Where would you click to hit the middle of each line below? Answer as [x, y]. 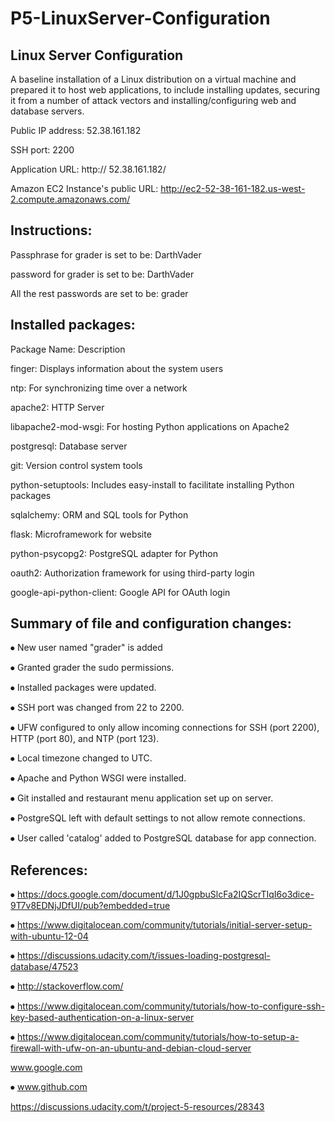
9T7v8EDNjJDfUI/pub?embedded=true [90, 906]
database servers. [47, 111]
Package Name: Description [68, 349]
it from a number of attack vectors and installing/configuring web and [153, 100]
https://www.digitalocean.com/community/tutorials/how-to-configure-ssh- [171, 1006]
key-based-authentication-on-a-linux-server [102, 1018]
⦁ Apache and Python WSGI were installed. [98, 778]
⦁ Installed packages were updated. [83, 688]
